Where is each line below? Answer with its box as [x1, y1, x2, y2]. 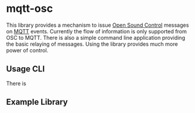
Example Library [6, 97, 68, 107]
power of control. [6, 46, 49, 54]
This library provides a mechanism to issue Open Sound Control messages [6, 21, 189, 29]
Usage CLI [6, 64, 45, 74]
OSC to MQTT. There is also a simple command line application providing [6, 34, 185, 41]
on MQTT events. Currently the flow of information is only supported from [6, 27, 187, 34]
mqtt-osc [6, 2, 54, 15]
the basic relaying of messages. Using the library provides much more [6, 40, 178, 48]
